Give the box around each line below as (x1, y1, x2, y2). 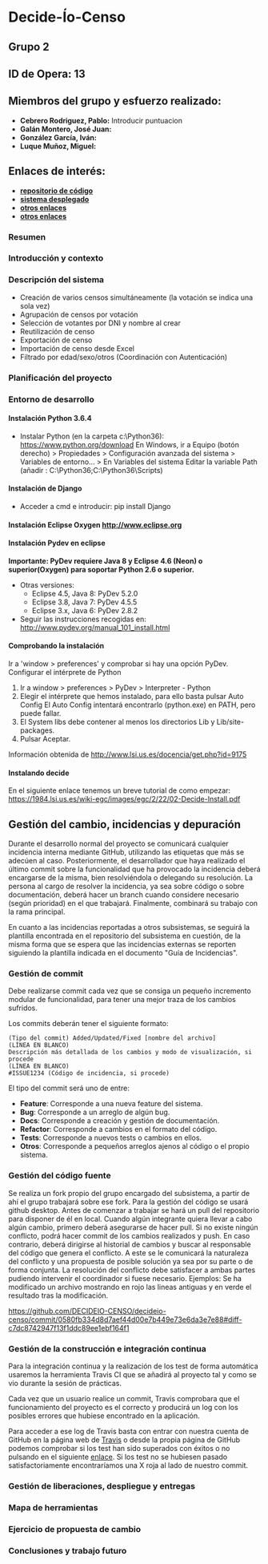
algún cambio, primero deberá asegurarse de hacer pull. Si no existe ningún (8, 1223, 258, 1232)
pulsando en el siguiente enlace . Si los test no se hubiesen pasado (8, 1452, 228, 1461)
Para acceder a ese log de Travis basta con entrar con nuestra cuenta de (8, 1426, 250, 1436)
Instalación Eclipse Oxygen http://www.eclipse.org (8, 519, 182, 529)
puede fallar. (19, 708, 62, 717)
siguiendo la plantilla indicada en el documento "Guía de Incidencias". (8, 948, 238, 957)
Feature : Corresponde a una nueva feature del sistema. (19, 1099, 203, 1109)
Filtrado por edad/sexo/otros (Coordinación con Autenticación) (19, 352, 228, 362)
